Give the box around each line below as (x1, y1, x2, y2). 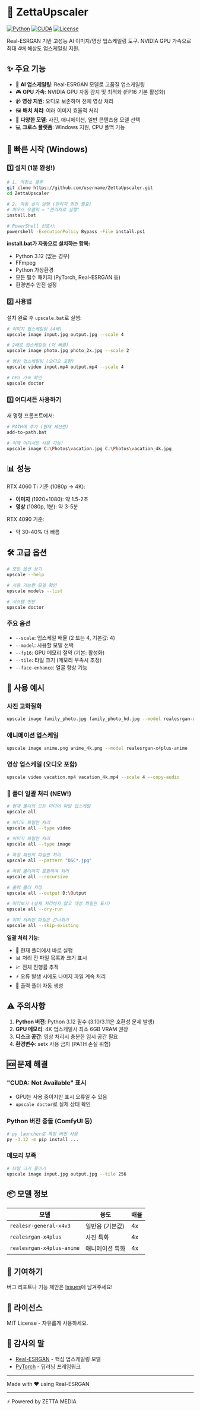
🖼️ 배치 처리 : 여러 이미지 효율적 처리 (15, 106, 99, 114)
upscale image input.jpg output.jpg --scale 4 (7, 331, 124, 338)
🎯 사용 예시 (7, 683, 45, 693)
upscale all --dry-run (7, 906, 63, 912)
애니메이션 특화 (85, 1245, 126, 1253)
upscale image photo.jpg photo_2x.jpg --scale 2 (7, 348, 129, 354)
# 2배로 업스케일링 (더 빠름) (7, 342, 69, 348)
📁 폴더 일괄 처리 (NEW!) (7, 789, 72, 797)
